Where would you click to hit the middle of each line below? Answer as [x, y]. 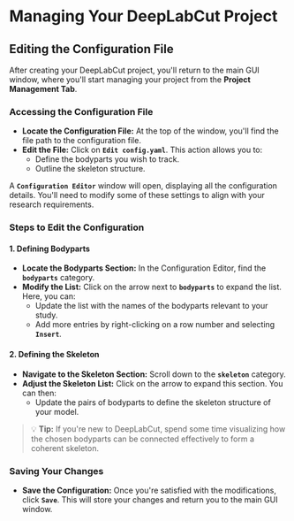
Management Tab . [43, 89]
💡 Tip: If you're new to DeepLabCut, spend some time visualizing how [158, 429]
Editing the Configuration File [91, 49]
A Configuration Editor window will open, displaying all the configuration [143, 186]
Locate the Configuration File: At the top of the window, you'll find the [151, 131]
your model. [57, 411]
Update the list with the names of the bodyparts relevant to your [151, 306]
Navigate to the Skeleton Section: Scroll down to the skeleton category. [154, 374]
